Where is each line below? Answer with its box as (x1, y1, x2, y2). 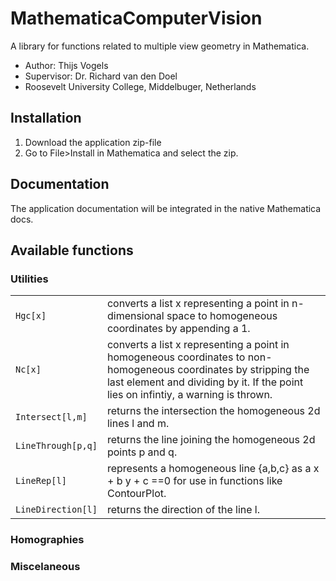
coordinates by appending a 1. (106, 322, 251, 336)
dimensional (106, 309, 165, 323)
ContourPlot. (106, 487, 167, 501)
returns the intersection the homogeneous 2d (106, 404, 321, 418)
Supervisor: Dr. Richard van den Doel (24, 70, 178, 82)
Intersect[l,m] (15, 412, 88, 423)
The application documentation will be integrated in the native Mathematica (10, 202, 322, 214)
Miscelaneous (10, 560, 81, 574)
